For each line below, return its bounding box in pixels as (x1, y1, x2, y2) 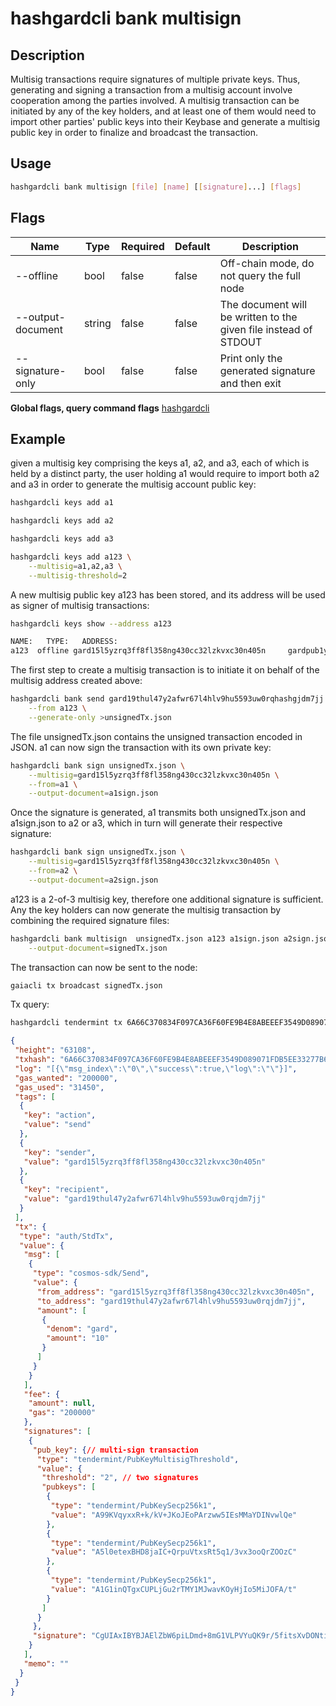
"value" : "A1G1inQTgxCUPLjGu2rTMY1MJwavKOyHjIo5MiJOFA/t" (50, 1584, 298, 1594)
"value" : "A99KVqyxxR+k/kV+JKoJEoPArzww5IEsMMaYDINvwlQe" (50, 1510, 298, 1520)
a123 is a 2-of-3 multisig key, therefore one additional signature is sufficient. (10, 893, 324, 905)
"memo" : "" (23, 1658, 70, 1669)
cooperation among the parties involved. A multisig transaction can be (10, 95, 300, 106)
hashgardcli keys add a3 (10, 534, 114, 544)
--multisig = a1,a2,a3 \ (28, 561, 123, 571)
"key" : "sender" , (23, 1147, 97, 1157)
